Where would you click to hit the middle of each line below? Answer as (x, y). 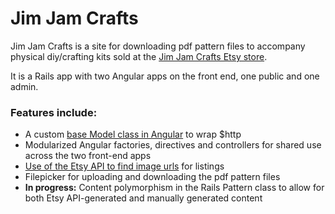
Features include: (54, 112)
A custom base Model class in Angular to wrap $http (133, 134)
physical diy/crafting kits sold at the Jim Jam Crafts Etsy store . (139, 56)
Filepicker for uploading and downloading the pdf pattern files (152, 177)
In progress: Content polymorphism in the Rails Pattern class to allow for (174, 188)
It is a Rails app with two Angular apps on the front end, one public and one (165, 76)
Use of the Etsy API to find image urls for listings (124, 166)
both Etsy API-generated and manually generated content (143, 198)
